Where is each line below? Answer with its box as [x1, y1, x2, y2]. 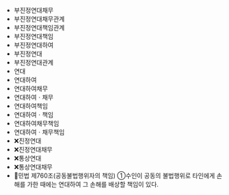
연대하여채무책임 [13, 119, 59, 127]
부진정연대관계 [13, 58, 54, 66]
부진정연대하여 [13, 41, 54, 49]
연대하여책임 [13, 102, 49, 110]
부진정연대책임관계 [13, 24, 65, 31]
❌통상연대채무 [13, 163, 53, 171]
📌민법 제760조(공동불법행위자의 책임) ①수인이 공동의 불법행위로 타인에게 [13, 171, 216, 180]
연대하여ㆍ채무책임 [13, 128, 65, 136]
